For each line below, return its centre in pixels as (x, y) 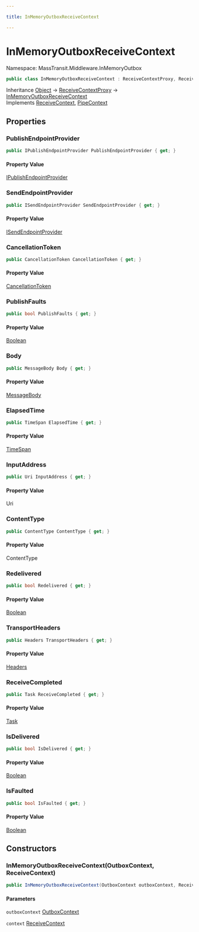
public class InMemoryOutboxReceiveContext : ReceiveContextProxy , (91, 79)
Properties (26, 122)
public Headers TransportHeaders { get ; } (59, 640)
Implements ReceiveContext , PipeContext (57, 103)
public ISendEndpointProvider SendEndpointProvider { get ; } (83, 205)
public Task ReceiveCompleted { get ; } (55, 694)
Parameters (21, 899)
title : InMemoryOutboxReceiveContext (53, 17)
